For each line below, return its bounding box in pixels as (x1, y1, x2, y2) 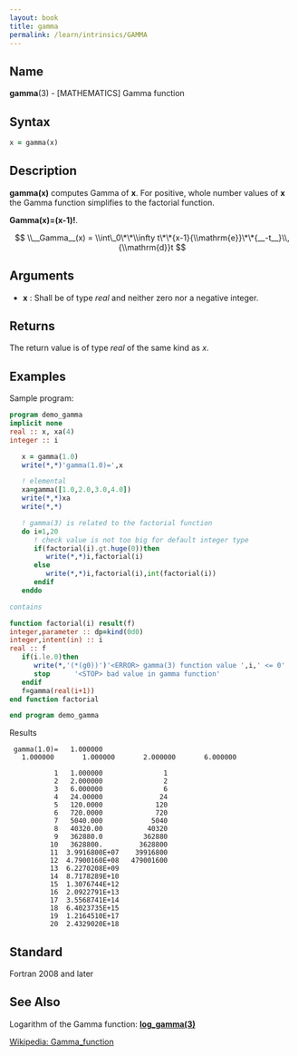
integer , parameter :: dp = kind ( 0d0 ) (9, 627, 144, 636)
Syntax (9, 114, 51, 130)
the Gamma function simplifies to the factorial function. (9, 197, 216, 208)
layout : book (9, 13, 59, 23)
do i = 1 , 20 (21, 527, 59, 536)
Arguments (9, 269, 75, 284)
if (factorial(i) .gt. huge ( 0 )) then (33, 543, 160, 553)
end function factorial (9, 695, 100, 704)
